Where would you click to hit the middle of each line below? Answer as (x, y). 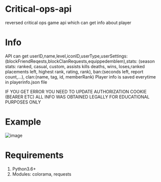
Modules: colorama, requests (42, 174)
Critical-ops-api (39, 9)
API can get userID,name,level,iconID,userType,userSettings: (66, 56)
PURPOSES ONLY (23, 102)
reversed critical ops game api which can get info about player (68, 23)
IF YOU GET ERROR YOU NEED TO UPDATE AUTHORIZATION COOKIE (76, 91)
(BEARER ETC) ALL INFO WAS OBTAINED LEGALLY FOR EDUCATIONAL (77, 97)
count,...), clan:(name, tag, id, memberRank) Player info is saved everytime (80, 77)
